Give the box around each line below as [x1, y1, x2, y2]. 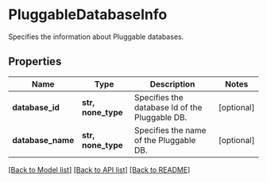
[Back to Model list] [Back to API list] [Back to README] [8, 165, 191, 174]
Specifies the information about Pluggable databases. [8, 32, 184, 41]
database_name [12, 134, 75, 145]
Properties [8, 55, 62, 68]
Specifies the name [133, 125, 207, 136]
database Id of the [133, 102, 203, 113]
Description [149, 78, 195, 89]
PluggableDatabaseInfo [8, 6, 168, 24]
